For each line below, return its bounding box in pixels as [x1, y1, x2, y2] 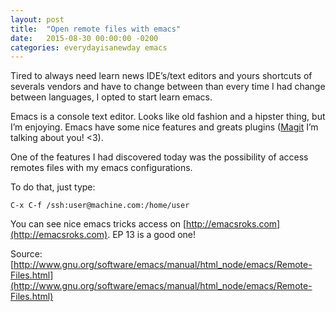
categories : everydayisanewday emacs [10, 42, 168, 53]
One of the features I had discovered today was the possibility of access [10, 151, 309, 163]
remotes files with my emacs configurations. [10, 162, 193, 174]
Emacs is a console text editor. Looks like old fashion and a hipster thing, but [10, 111, 326, 123]
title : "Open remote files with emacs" [10, 24, 182, 34]
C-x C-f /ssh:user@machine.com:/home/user [10, 201, 190, 211]
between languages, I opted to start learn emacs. [10, 91, 213, 103]
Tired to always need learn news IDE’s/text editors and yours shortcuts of [10, 70, 313, 82]
